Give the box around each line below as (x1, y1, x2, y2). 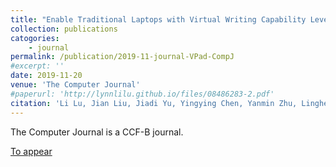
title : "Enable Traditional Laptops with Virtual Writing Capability (10, 14, 307, 25)
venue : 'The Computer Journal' (10, 80, 141, 90)
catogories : (10, 33, 60, 43)
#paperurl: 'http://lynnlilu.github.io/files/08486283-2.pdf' (10, 89, 275, 99)
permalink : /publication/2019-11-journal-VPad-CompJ (10, 52, 235, 62)
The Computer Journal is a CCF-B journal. (10, 126, 184, 138)
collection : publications (10, 24, 118, 34)
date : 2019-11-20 (10, 71, 83, 81)
